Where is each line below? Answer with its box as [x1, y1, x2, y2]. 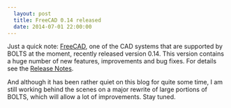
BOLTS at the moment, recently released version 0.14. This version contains [7, 49, 225, 58]
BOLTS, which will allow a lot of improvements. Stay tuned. [7, 93, 176, 101]
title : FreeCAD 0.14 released [13, 17, 101, 24]
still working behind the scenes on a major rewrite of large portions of [7, 85, 208, 94]
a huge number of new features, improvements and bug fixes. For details [7, 57, 217, 65]
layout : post [13, 10, 52, 17]
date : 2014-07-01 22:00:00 [13, 23, 92, 30]
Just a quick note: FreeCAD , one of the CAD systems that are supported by [7, 43, 223, 51]
